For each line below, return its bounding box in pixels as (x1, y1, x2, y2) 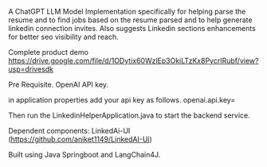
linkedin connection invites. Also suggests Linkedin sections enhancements (8, 24, 257, 33)
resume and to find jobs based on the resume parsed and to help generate (8, 15, 253, 25)
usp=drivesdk (8, 64, 54, 74)
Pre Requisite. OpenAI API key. (8, 80, 109, 89)
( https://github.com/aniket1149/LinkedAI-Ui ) (8, 134, 153, 144)
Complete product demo (8, 48, 89, 56)
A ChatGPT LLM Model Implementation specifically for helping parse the (8, 7, 246, 16)
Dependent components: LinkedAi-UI (8, 126, 131, 135)
